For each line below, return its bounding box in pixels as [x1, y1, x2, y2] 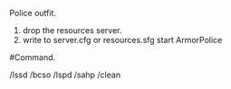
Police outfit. [9, 8, 57, 18]
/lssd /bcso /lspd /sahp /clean [9, 69, 120, 80]
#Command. [9, 52, 56, 62]
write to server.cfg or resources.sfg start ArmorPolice [22, 35, 223, 45]
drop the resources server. [22, 25, 122, 35]
